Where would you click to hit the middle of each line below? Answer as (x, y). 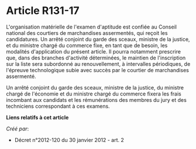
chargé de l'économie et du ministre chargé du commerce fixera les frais (94, 94)
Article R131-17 (43, 11)
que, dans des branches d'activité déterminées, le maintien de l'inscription (96, 58)
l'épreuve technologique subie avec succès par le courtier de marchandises (97, 70)
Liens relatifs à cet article (37, 117)
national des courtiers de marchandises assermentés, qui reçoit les (87, 33)
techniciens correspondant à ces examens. (58, 106)
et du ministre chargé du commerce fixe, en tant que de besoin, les (87, 45)
